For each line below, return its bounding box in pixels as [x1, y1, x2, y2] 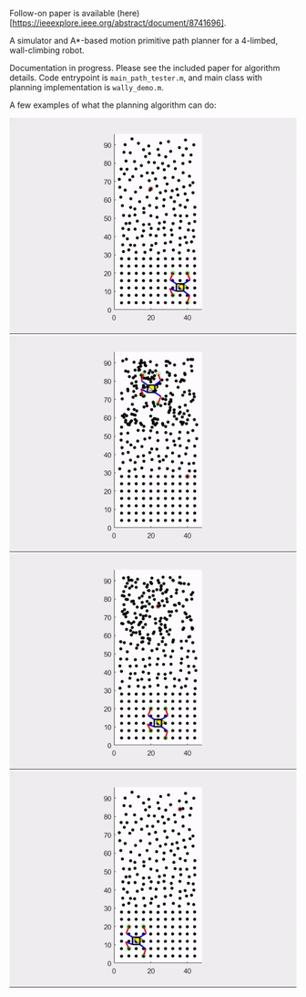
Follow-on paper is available [9, 8, 116, 18]
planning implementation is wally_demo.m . [9, 82, 164, 92]
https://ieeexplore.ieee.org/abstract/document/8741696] [12, 17, 225, 28]
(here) [117, 8, 140, 18]
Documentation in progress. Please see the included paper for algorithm [9, 63, 280, 73]
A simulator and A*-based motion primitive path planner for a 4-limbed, [9, 36, 279, 46]
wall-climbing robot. [9, 45, 85, 56]
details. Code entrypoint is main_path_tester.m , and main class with [9, 72, 262, 83]
